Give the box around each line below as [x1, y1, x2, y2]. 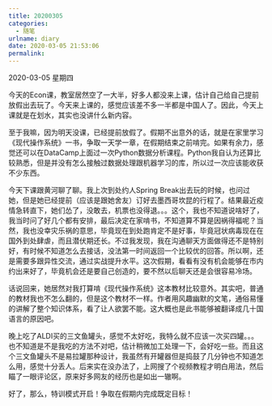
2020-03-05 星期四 [8, 73, 74, 82]
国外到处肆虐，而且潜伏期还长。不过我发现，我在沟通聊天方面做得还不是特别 [8, 236, 264, 246]
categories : [8, 19, 49, 28]
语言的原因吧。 [8, 314, 58, 323]
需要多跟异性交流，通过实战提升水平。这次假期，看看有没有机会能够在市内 [15, 256, 264, 266]
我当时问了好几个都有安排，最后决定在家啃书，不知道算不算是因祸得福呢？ [8, 216, 257, 225]
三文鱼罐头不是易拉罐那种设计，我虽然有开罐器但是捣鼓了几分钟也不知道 [15, 352, 257, 361]
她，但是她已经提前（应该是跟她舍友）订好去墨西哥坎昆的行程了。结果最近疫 [8, 195, 264, 205]
